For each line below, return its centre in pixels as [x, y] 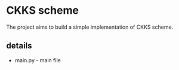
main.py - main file [38, 60]
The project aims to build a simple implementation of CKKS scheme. [90, 27]
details [19, 46]
